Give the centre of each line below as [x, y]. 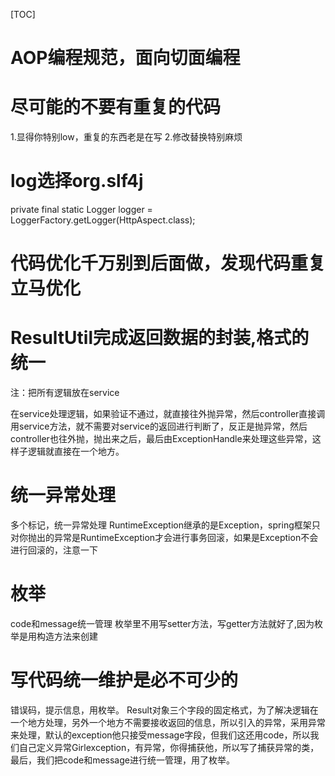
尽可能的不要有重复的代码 [116, 107]
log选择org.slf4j [77, 181]
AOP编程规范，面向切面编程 [125, 58]
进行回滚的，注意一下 [54, 550]
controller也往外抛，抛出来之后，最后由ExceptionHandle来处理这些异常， [161, 439]
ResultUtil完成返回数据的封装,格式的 [160, 338]
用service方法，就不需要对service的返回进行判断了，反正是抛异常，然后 [159, 426]
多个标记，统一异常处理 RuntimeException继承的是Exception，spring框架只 [165, 525]
